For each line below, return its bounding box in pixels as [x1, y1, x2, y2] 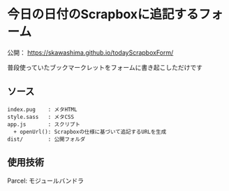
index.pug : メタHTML [7, 106, 77, 113]
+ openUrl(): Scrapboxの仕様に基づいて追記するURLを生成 [13, 128, 167, 135]
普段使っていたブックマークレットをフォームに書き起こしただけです [7, 63, 202, 71]
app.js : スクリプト [7, 120, 80, 128]
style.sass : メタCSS [7, 113, 75, 120]
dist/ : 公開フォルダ [7, 136, 86, 143]
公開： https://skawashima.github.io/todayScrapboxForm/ [7, 48, 174, 57]
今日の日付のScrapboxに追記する [7, 6, 199, 22]
